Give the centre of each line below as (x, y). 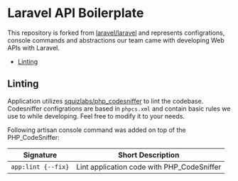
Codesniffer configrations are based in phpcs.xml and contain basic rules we (119, 109)
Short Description (149, 155)
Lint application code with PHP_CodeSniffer (148, 167)
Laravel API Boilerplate (76, 13)
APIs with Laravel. (34, 48)
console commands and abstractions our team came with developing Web (116, 40)
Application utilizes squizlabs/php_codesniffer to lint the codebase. (106, 101)
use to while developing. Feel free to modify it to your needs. (96, 116)
